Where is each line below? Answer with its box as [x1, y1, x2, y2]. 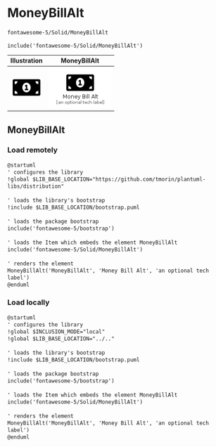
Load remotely [7, 145, 58, 155]
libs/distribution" [7, 183, 65, 190]
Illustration [10, 56, 44, 65]
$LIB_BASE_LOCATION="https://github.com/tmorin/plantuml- [32, 176, 206, 183]
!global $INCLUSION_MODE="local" [7, 328, 106, 335]
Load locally [7, 297, 50, 307]
